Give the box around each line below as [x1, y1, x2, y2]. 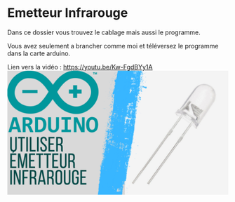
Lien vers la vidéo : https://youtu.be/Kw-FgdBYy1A [7, 62, 153, 71]
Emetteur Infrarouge [7, 5, 128, 21]
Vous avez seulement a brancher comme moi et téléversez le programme [7, 41, 219, 50]
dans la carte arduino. [7, 49, 71, 58]
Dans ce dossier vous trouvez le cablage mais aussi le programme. [7, 28, 201, 36]
